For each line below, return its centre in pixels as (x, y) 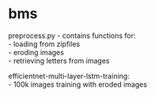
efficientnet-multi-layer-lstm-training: (69, 76)
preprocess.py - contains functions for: (72, 35)
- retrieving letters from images (59, 61)
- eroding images (36, 52)
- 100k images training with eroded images (78, 84)
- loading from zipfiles (44, 43)
